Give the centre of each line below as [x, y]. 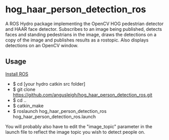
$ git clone [24, 89]
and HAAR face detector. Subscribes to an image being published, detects [84, 29]
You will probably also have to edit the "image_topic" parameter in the [79, 126]
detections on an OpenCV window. [42, 45]
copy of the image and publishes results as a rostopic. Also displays [77, 40]
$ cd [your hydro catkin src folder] [49, 84]
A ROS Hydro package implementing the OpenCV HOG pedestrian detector [84, 24]
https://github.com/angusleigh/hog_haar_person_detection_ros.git [82, 95]
